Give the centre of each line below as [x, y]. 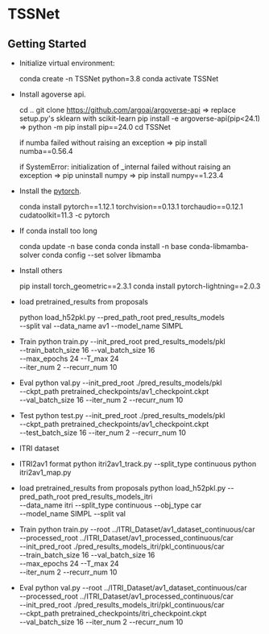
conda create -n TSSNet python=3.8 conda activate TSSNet [119, 79]
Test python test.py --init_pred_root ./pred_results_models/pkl [122, 415]
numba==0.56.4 [46, 151]
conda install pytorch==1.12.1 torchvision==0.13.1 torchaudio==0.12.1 [131, 207]
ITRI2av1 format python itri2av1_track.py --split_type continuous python [138, 464]
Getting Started [47, 44]
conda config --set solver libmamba [102, 255]
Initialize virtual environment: [67, 63]
